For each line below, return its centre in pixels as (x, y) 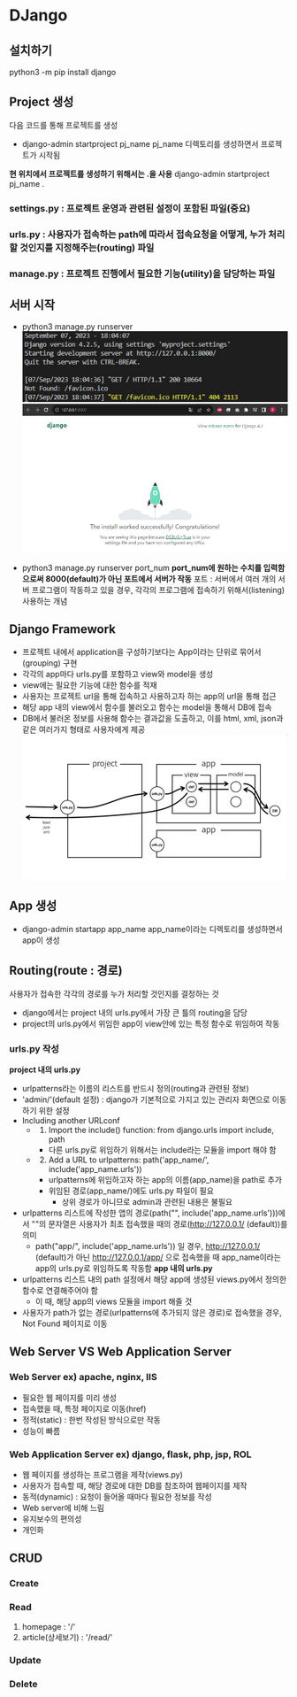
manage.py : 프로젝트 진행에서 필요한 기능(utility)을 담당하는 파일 (142, 274)
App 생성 (33, 906)
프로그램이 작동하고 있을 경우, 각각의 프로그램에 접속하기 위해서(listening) (158, 590)
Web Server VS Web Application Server (120, 1352)
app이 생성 (41, 940)
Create (24, 1584)
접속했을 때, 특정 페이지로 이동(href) (84, 1408)
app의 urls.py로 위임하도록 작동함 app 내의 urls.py (124, 1268)
